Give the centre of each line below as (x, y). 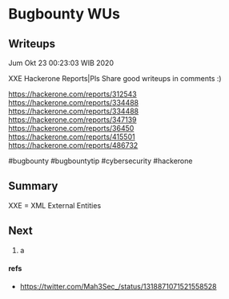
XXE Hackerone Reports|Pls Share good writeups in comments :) (115, 78)
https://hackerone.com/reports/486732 (73, 145)
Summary (33, 186)
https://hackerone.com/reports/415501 (72, 137)
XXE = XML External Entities (55, 205)
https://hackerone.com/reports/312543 (73, 94)
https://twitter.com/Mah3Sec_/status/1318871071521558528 (118, 286)
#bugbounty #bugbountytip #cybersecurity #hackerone (100, 161)
